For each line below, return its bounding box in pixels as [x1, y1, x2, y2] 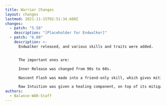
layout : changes [5, 12, 39, 17]
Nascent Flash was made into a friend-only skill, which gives [18, 75, 152, 80]
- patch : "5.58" [9, 26, 43, 31]
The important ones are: [18, 57, 70, 62]
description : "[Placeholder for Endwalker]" [14, 30, 107, 35]
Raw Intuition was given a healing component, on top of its [18, 84, 147, 89]
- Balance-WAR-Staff [9, 94, 52, 99]
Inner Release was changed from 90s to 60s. [18, 66, 112, 71]
